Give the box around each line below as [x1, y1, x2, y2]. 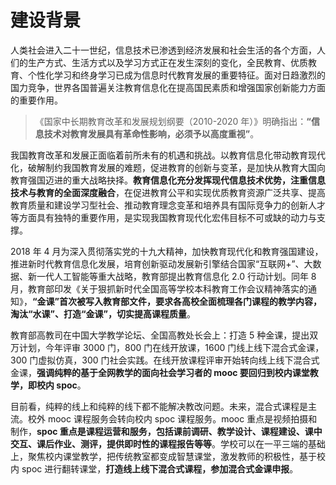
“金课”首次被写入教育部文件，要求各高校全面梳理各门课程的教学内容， [32, 295, 323, 307]
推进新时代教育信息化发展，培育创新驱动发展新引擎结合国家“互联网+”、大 [10, 257, 313, 270]
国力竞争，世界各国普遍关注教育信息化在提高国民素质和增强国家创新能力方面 [10, 81, 326, 93]
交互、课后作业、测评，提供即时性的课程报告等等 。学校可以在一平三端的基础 [10, 437, 326, 450]
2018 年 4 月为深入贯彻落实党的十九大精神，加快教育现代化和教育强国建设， [10, 245, 324, 257]
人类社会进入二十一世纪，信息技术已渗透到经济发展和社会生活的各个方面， [10, 44, 317, 56]
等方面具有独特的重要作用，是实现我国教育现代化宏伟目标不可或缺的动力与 [10, 211, 317, 223]
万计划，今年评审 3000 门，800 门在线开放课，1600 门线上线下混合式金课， [10, 341, 325, 353]
